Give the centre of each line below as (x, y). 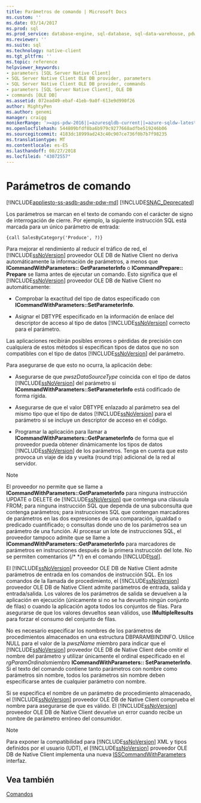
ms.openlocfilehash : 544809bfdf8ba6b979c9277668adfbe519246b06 (87, 129)
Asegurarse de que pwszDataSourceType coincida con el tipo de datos (103, 377)
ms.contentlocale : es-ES (37, 145)
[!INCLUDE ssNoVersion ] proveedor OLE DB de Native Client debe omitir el (98, 650)
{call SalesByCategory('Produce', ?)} (54, 238)
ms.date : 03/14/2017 (32, 23)
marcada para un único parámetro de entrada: (63, 227)
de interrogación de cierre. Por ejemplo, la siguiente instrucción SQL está (96, 220)
